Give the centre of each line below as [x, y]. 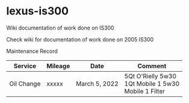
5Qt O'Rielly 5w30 [150, 76]
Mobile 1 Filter [145, 91]
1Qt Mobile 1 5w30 [152, 84]
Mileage [58, 66]
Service [25, 66]
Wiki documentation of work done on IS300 [60, 28]
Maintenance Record [32, 51]
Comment [152, 66]
